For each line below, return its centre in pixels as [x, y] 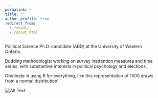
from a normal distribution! [32, 81]
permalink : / [18, 10]
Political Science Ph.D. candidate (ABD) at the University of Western [74, 46]
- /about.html [24, 32]
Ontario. [13, 51]
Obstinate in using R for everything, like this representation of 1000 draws [79, 76]
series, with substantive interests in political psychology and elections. [76, 66]
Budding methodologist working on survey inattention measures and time [79, 61]
